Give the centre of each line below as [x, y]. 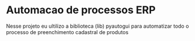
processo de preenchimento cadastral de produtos [67, 32]
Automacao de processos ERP [81, 10]
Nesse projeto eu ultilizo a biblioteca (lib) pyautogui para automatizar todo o [97, 26]
